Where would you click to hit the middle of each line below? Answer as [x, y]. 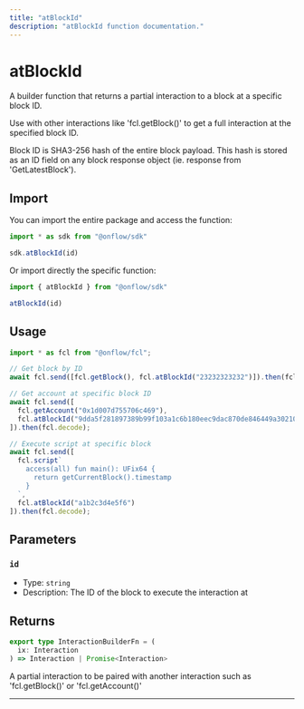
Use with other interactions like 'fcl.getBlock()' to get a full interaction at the [150, 123]
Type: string [46, 583]
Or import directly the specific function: [83, 270]
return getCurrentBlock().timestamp [102, 478]
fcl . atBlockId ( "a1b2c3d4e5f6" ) [76, 503]
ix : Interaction [48, 650]
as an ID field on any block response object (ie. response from [125, 160]
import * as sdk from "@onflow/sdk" [78, 237]
